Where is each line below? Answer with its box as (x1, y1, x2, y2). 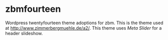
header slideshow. (5, 30, 43, 36)
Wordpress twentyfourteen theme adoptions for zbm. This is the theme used (5, 20, 163, 26)
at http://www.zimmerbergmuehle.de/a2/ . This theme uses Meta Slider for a (5, 25, 162, 31)
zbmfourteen (5, 3, 61, 15)
